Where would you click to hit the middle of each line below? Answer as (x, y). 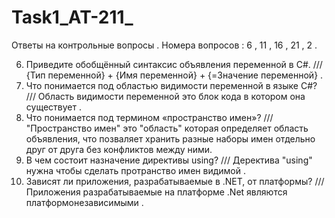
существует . (53, 107)
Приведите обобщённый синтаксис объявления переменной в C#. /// (174, 64)
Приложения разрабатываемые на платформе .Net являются (156, 192)
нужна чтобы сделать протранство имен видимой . (135, 170)
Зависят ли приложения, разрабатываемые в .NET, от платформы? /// (175, 181)
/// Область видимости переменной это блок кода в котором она (165, 96)
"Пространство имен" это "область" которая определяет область (167, 128)
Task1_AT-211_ (72, 17)
